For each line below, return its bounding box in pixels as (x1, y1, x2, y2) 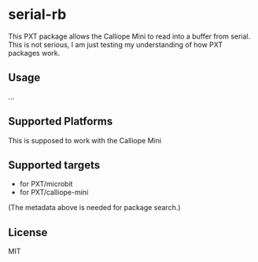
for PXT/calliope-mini (19, 187, 89, 197)
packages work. (8, 48, 61, 57)
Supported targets (8, 158, 101, 172)
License (8, 226, 48, 239)
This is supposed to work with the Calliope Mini (8, 135, 162, 145)
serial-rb (8, 6, 67, 24)
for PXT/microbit (19, 179, 73, 189)
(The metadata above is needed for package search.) (8, 203, 181, 212)
